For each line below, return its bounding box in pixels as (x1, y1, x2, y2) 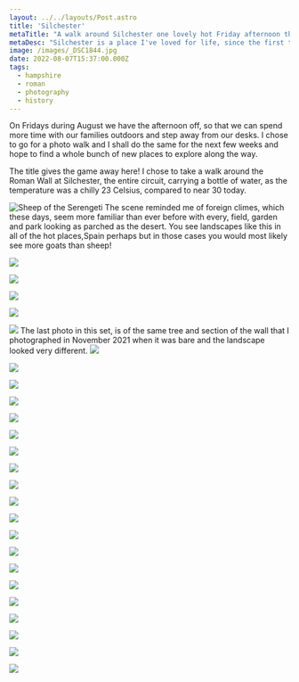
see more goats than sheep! (9, 240, 112, 251)
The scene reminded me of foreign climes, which (104, 202, 285, 213)
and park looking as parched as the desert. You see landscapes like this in (9, 221, 282, 232)
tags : (9, 63, 29, 72)
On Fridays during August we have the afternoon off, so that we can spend (9, 120, 283, 131)
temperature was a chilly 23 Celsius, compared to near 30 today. (9, 185, 246, 196)
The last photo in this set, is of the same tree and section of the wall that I (20, 325, 289, 336)
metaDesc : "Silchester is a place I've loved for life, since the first (9, 37, 285, 47)
